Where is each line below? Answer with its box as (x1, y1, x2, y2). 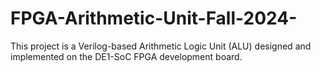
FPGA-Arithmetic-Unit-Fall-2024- (10, 7, 298, 30)
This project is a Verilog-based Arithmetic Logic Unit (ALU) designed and (10, 40, 312, 52)
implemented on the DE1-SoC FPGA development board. (10, 50, 243, 62)
